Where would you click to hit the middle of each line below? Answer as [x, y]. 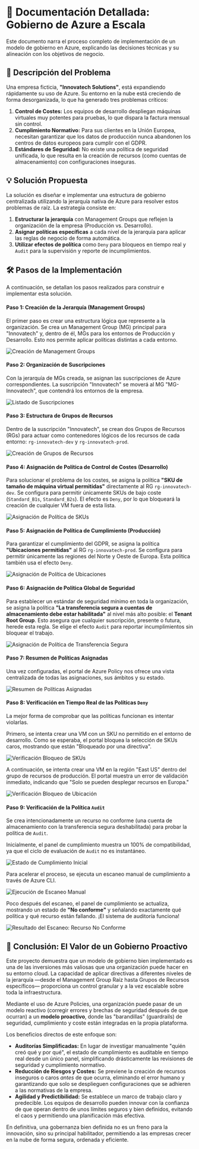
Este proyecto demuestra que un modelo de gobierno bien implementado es [99, 961]
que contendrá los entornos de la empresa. [91, 391]
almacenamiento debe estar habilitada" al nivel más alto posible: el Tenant [99, 614]
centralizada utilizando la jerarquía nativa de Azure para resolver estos [92, 201]
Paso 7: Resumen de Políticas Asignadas [57, 658]
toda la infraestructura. [34, 992]
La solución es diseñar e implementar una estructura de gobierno [86, 195]
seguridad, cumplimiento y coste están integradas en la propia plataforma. [97, 1023]
